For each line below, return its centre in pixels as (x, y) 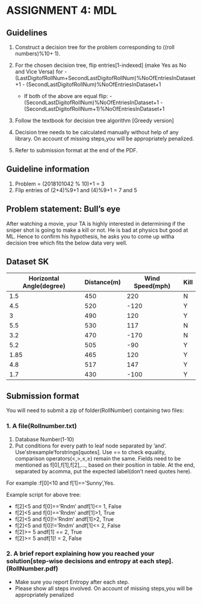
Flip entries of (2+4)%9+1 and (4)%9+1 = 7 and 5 (76, 190)
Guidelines (27, 33)
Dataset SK (28, 262)
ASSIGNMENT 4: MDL (62, 11)
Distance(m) (103, 282)
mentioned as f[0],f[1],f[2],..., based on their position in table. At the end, (105, 465)
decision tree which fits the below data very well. (67, 243)
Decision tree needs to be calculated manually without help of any (97, 132)
